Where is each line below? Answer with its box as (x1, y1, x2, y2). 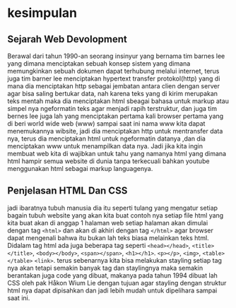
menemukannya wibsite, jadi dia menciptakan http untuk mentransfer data (7, 127, 223, 135)
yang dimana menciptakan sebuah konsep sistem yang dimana (7, 59, 191, 68)
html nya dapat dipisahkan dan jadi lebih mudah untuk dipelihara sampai (7, 286, 218, 295)
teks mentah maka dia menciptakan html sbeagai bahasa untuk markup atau (7, 97, 230, 105)
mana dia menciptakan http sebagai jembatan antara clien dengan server (7, 82, 220, 90)
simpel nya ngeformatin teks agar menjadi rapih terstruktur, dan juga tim (7, 105, 218, 112)
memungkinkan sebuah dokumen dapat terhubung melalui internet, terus (7, 67, 220, 75)
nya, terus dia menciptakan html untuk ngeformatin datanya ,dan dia (7, 134, 206, 143)
